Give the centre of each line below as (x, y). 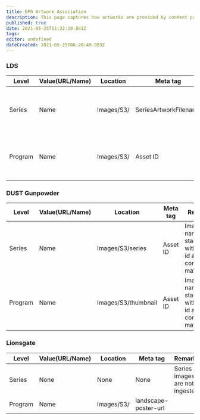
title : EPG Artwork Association (46, 12)
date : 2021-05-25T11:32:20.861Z (46, 28)
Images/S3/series (122, 248)
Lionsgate (21, 343)
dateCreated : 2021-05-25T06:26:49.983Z (56, 45)
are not (184, 383)
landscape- (152, 400)
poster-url (150, 407)
